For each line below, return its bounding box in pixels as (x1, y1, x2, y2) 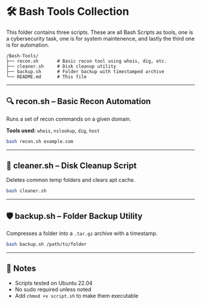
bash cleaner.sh (6, 188, 47, 194)
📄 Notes (6, 264, 36, 274)
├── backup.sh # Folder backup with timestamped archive (6, 68, 165, 75)
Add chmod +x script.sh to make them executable (14, 292, 139, 299)
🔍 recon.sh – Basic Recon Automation (6, 96, 151, 106)
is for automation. (6, 41, 50, 48)
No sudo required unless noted (14, 285, 92, 293)
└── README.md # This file (6, 74, 87, 80)
